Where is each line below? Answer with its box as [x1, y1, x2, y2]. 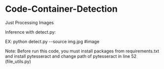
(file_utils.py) [5, 58, 31, 64]
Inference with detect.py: [5, 29, 56, 35]
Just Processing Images [5, 20, 54, 25]
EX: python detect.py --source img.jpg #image [5, 38, 99, 45]
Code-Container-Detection [5, 3, 118, 15]
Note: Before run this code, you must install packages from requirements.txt [5, 48, 159, 54]
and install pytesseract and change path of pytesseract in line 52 [5, 53, 137, 59]
